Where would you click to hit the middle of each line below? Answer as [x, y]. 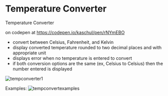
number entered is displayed [42, 69]
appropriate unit [29, 53]
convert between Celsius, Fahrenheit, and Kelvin [63, 42]
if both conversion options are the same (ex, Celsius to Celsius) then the [88, 63]
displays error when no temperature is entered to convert [72, 58]
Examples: [16, 88]
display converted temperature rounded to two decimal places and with [87, 47]
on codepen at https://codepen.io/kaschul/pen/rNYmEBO [65, 32]
